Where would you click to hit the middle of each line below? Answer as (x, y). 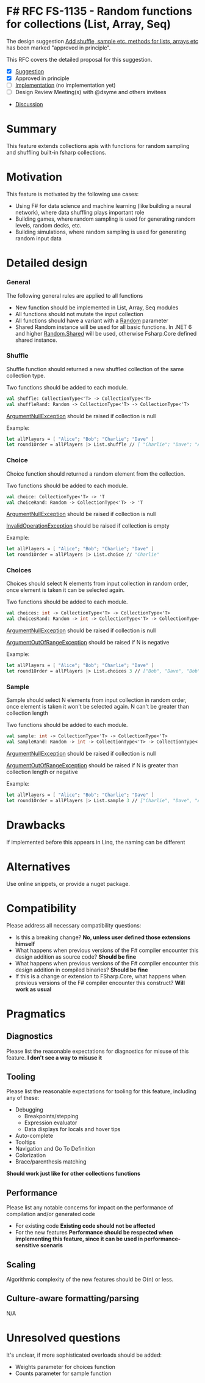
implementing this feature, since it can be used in (79, 1239)
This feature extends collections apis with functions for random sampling (98, 146)
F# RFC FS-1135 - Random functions (99, 11)
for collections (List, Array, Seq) (88, 24)
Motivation (34, 177)
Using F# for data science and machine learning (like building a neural (103, 206)
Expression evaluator (51, 1123)
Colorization (31, 1155)
